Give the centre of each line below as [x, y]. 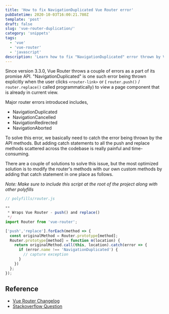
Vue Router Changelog [36, 301]
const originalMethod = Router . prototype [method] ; [64, 236]
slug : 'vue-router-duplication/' [40, 29]
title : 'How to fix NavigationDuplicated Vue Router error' [70, 10]
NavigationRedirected [35, 123]
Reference [22, 289]
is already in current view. [32, 92]
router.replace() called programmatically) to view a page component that [82, 87]
